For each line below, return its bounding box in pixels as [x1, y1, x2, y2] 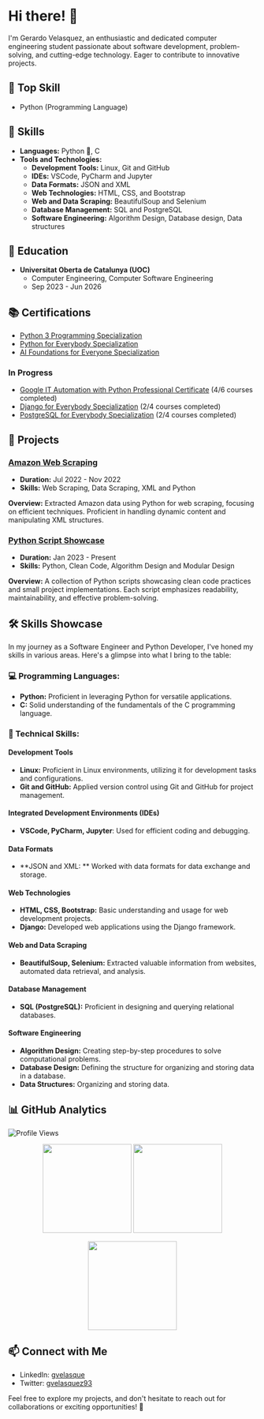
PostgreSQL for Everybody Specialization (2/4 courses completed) [19, 410, 237, 420]
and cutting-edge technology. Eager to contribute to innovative [35, 50, 240, 59]
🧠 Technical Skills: [8, 728, 80, 739]
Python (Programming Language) [19, 102, 128, 111]
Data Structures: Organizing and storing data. [19, 1079, 169, 1088]
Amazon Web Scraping [8, 457, 99, 468]
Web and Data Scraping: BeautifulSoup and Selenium [31, 197, 206, 206]
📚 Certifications [8, 305, 91, 319]
